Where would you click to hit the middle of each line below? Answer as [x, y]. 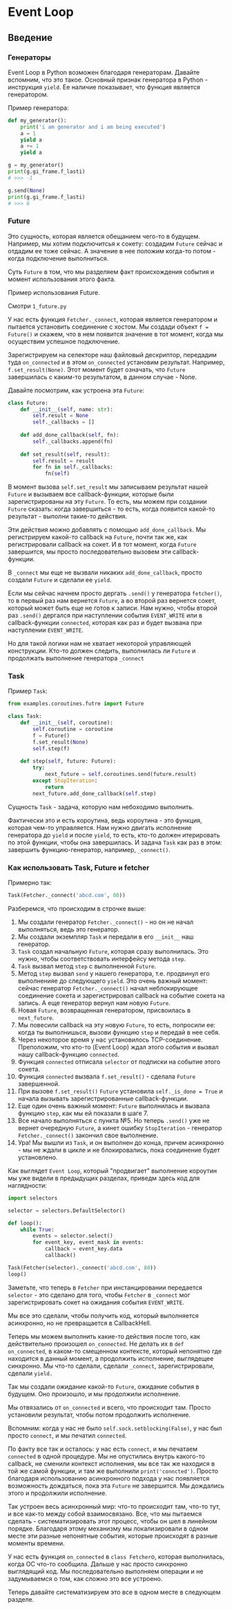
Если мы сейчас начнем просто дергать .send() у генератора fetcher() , [115, 593]
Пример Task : [28, 691]
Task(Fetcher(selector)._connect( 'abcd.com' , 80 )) [82, 1267]
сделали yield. [30, 1373]
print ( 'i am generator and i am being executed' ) [93, 127]
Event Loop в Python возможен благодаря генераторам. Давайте [104, 72]
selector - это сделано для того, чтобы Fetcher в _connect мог [99, 1294]
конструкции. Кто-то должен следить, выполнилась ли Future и [102, 651]
